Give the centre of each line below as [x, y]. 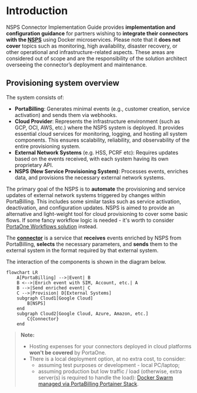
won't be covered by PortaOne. [68, 352]
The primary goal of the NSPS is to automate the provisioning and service [96, 189]
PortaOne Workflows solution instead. [52, 226]
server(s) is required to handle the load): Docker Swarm [106, 377]
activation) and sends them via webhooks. [66, 115]
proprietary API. [34, 165]
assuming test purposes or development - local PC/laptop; [109, 365]
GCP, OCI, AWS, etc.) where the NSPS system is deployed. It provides [99, 127]
